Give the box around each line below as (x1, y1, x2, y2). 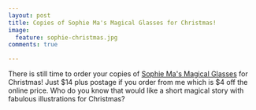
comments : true (8, 41, 58, 49)
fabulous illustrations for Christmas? (8, 94, 125, 104)
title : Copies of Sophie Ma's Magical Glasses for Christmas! (8, 19, 217, 27)
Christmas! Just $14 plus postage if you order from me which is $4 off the (8, 78, 248, 87)
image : (8, 26, 30, 34)
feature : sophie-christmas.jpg (15, 33, 118, 42)
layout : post (8, 11, 51, 20)
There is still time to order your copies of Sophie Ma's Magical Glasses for (8, 69, 248, 79)
